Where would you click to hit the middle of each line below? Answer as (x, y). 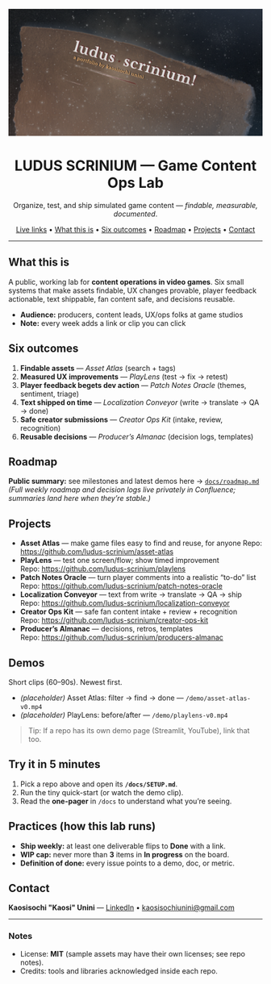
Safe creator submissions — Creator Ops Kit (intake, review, (121, 419)
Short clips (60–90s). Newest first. (65, 682)
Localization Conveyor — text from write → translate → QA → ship (131, 594)
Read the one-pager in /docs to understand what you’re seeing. (126, 801)
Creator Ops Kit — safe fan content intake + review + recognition (129, 612)
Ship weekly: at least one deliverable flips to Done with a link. (123, 846)
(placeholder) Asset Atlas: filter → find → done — (102, 698)
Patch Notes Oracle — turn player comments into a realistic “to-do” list (138, 577)
